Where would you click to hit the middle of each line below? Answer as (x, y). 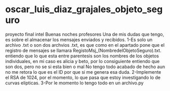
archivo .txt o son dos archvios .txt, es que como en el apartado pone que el (85, 45)
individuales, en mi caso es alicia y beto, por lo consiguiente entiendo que (82, 61)
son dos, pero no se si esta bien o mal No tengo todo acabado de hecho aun (85, 67)
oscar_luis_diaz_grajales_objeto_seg (84, 9)
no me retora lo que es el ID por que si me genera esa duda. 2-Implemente (83, 72)
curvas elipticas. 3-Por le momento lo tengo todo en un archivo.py (74, 83)
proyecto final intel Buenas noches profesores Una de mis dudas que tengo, (85, 34)
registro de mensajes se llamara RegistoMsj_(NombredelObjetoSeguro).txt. (83, 50)
